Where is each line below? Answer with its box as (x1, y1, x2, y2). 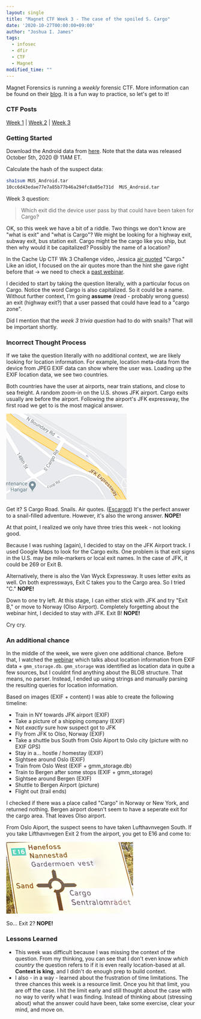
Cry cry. (6, 621, 26, 628)
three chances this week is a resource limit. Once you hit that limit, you (14, 980, 190, 987)
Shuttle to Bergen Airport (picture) (14, 781, 100, 789)
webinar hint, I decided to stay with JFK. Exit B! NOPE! (6, 610, 140, 617)
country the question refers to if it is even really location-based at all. (14, 961, 186, 969)
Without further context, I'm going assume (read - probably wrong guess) (6, 292, 189, 299)
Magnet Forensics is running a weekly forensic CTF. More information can (6, 84, 189, 91)
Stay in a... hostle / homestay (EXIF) (14, 750, 104, 757)
